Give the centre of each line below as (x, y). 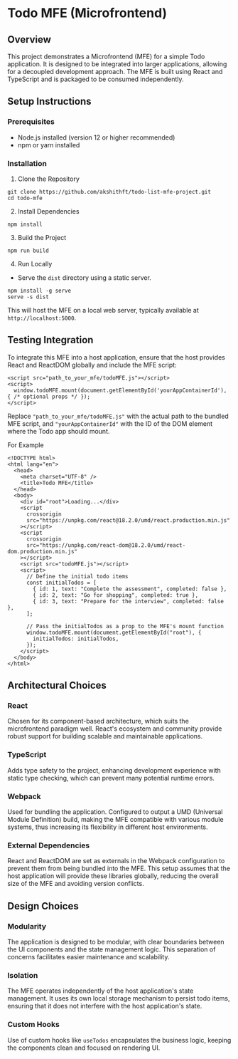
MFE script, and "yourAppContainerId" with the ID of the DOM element (110, 423)
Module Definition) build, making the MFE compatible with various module (115, 820)
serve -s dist (28, 297)
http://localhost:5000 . (42, 318)
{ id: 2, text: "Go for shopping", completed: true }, (116, 595)
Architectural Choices (57, 685)
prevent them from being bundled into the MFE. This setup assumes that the (119, 868)
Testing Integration (50, 340)
